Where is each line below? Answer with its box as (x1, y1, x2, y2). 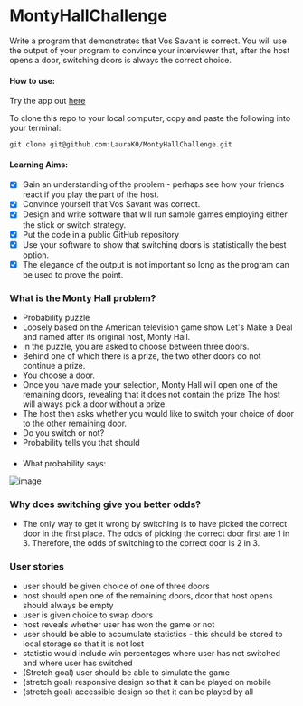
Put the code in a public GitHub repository (22, 229, 179, 240)
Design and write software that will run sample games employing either (22, 209, 288, 220)
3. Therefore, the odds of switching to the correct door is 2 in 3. (22, 537, 260, 548)
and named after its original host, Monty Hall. (22, 332, 191, 343)
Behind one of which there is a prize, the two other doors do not (22, 351, 261, 362)
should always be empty (22, 600, 114, 611)
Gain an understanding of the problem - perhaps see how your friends (22, 179, 285, 190)
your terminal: (9, 123, 62, 134)
